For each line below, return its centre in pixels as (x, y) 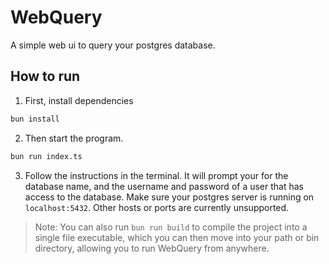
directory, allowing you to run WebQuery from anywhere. (152, 248)
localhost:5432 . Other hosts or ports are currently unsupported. (157, 207)
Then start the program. (74, 138)
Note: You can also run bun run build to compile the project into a (171, 227)
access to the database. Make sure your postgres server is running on (169, 197)
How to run (45, 76)
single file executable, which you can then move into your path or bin (177, 237)
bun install (35, 119)
